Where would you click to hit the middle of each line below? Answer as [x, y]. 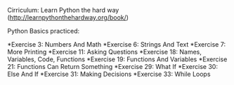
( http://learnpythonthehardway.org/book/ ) [68, 17]
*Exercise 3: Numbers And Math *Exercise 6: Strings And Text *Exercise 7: [117, 44]
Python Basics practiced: [44, 31]
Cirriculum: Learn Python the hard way [63, 10]
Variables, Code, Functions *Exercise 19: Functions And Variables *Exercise [117, 59]
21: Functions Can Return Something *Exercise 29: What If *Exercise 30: [112, 67]
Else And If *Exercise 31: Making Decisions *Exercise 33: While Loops [109, 74]
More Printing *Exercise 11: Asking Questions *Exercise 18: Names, [105, 52]
